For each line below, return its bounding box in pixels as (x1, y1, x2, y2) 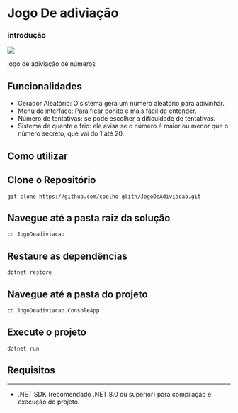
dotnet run (7, 345, 40, 352)
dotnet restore (7, 269, 52, 276)
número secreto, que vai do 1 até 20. (17, 129, 125, 138)
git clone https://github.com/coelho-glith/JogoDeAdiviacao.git (7, 193, 201, 200)
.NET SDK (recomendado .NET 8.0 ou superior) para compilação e (17, 390, 212, 398)
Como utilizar (7, 150, 69, 162)
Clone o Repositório (7, 174, 96, 186)
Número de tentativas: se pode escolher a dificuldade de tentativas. (17, 114, 216, 123)
